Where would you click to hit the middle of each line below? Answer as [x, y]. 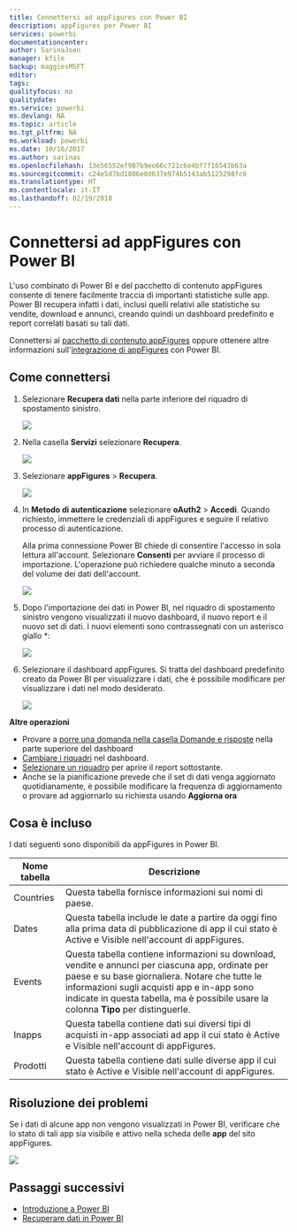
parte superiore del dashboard [77, 748]
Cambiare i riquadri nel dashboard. [85, 758]
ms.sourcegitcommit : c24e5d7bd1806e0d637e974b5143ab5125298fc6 [128, 173]
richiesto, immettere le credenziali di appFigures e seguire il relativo [145, 519]
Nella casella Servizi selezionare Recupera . [102, 442]
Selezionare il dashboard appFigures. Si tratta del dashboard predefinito [153, 669]
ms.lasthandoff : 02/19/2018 [61, 199]
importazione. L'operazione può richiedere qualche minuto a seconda [148, 564]
